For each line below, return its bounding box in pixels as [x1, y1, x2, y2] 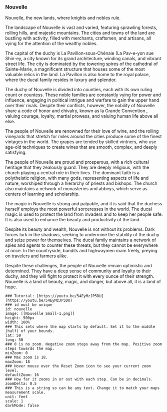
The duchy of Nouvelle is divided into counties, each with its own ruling [5, 87, 152, 93]
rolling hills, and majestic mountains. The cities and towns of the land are [5, 30, 155, 36]
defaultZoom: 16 [5, 372, 39, 377]
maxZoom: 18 [5, 359, 30, 364]
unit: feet [5, 394, 28, 399]
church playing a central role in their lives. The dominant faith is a [5, 170, 140, 176]
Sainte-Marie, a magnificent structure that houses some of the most [5, 66, 145, 72]
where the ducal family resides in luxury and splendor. [5, 77, 117, 83]
